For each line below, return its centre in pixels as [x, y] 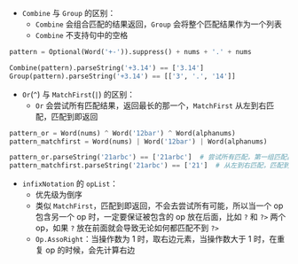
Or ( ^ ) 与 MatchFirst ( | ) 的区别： [78, 94]
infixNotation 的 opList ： [70, 183]
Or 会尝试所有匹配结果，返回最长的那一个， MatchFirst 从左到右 [151, 105]
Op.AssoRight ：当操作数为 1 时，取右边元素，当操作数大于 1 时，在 [156, 239]
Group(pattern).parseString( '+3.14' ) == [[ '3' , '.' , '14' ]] [123, 76]
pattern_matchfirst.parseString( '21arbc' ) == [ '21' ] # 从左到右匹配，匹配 [146, 166]
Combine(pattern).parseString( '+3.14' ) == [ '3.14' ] [106, 68]
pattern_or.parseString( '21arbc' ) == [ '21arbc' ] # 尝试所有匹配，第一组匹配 [148, 158]
